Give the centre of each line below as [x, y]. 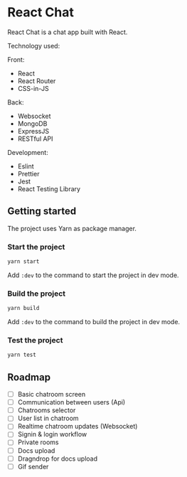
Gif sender [33, 466]
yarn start [23, 262]
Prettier [28, 173]
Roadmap [29, 377]
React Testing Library [49, 188]
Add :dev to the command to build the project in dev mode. [93, 322]
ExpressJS [33, 131]
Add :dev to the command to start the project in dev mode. [93, 275]
